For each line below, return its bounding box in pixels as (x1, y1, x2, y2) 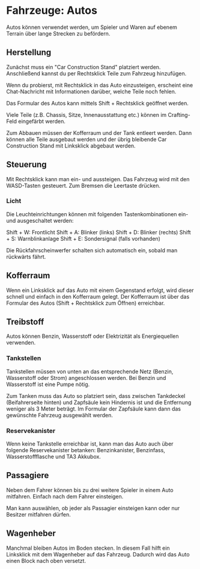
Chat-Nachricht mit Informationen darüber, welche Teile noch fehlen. (6, 88, 177, 95)
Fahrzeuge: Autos (6, 4, 98, 17)
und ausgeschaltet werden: (6, 217, 74, 224)
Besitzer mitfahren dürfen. (6, 511, 71, 518)
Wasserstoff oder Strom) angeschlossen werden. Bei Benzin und (6, 374, 166, 381)
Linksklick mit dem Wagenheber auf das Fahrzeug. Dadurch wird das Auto (6, 550, 190, 558)
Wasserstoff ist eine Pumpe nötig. (6, 381, 90, 388)
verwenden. (6, 339, 36, 346)
